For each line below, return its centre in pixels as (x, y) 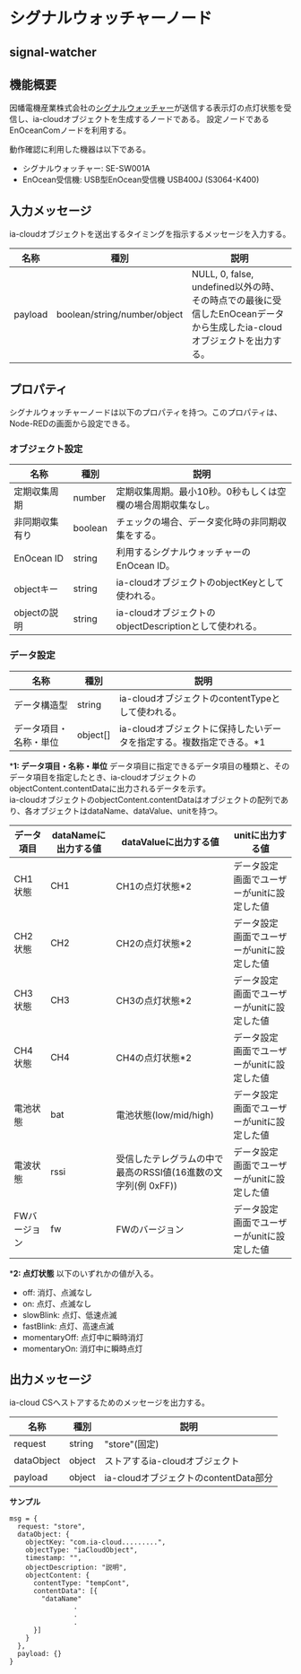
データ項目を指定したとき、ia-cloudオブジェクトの (103, 777)
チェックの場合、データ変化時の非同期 (197, 522)
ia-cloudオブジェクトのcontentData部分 (189, 1478)
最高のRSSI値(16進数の (165, 1172)
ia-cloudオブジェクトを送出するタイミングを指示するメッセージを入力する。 (150, 234)
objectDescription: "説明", (76, 1568)
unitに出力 (256, 835)
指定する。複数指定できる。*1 (202, 742)
